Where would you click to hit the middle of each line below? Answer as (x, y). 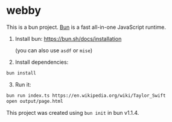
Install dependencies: (42, 62)
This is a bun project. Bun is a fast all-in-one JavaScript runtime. (86, 27)
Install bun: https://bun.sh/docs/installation (68, 38)
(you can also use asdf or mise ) (53, 50)
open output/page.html (35, 101)
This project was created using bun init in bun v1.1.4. (73, 112)
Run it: (23, 84)
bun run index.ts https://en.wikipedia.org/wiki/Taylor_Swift (86, 96)
